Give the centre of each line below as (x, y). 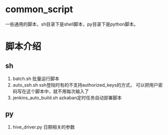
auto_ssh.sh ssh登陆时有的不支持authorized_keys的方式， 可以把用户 (85, 85)
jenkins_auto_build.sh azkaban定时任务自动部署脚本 (67, 97)
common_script (39, 9)
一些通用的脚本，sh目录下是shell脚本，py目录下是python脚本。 (72, 24)
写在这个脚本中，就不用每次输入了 (53, 91)
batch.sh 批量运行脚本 (36, 78)
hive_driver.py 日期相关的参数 (44, 127)
